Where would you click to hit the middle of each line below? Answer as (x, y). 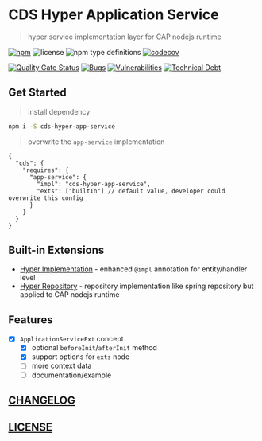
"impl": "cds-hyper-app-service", (94, 184)
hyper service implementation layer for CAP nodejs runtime (124, 37)
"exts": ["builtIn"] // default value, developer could (131, 191)
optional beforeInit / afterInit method (94, 348)
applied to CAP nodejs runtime (69, 295)
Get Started (37, 93)
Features (31, 320)
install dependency (59, 111)
